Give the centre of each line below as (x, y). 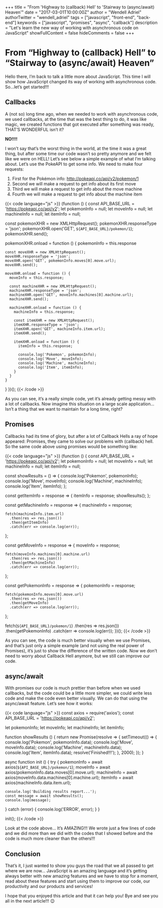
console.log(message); (28, 800)
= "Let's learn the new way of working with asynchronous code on (72, 28)
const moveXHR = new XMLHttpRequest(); (45, 252)
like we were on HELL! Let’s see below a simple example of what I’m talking (80, 158)
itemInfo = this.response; (45, 346)
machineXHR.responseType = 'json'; (45, 290)
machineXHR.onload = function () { (45, 307)
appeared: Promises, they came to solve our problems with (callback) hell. (79, 441)
